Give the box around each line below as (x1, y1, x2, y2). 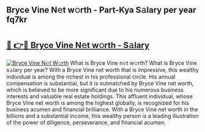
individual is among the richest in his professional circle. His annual (6, 73, 176, 80)
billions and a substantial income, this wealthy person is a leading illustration (6, 112, 199, 119)
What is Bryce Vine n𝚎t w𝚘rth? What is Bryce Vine (70, 60, 198, 66)
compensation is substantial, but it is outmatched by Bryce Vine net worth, (6, 80, 194, 87)
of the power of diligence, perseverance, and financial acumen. (6, 119, 166, 126)
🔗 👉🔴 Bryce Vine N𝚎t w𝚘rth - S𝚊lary (6, 40, 150, 50)
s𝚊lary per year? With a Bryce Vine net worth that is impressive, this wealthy (6, 66, 199, 73)
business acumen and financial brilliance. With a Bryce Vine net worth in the (6, 106, 198, 113)
